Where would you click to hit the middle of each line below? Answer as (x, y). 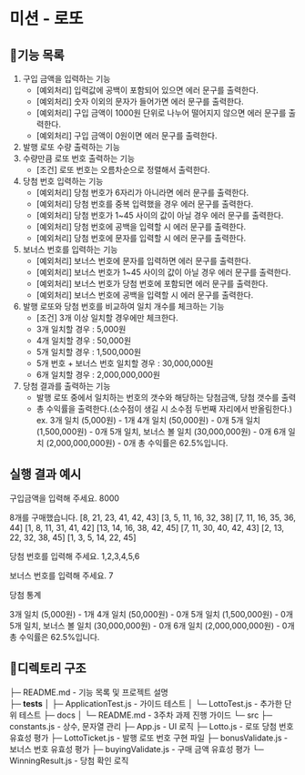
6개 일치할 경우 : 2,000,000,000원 (98, 375)
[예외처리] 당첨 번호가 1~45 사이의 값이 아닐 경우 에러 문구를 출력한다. (160, 215)
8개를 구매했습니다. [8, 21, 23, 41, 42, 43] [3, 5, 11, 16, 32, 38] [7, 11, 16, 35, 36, (152, 517)
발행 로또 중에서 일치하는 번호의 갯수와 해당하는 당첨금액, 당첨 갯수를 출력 (166, 398)
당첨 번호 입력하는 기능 (63, 181)
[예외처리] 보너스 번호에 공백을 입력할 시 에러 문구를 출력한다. (145, 295)
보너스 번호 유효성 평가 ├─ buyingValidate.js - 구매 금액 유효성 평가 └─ (137, 749)
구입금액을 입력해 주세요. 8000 (65, 498)
